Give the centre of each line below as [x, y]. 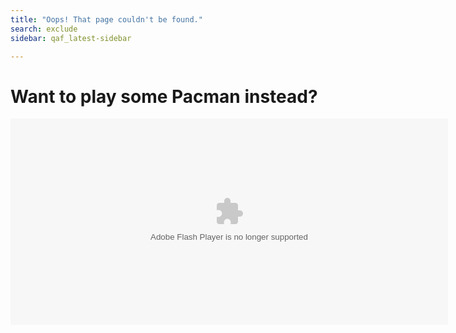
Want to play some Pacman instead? [164, 96]
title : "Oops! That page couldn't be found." [106, 19]
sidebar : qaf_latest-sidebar [71, 38]
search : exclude [44, 29]
